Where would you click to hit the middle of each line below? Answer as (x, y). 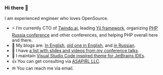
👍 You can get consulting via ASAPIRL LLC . (56, 61)
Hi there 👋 (17, 8)
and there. (22, 40)
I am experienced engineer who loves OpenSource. (56, 19)
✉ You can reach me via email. (43, 68)
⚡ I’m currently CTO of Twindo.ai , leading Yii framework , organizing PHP (85, 28)
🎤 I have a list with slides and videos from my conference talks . (75, 51)
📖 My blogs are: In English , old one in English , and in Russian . (74, 45)
